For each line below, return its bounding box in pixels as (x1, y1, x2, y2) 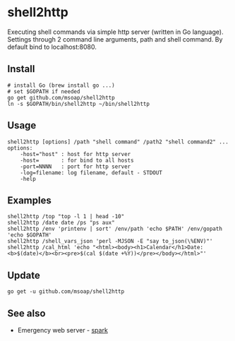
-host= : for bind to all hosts (20, 157, 134, 164)
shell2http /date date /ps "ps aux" (7, 220, 115, 227)
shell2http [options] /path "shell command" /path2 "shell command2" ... (7, 138, 229, 145)
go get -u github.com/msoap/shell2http (7, 288, 125, 295)
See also (7, 307, 46, 319)
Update (7, 269, 41, 281)
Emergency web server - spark (17, 326, 108, 334)
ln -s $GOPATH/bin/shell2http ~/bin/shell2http (7, 100, 150, 107)
